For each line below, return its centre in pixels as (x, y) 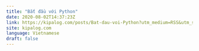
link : (13, 22)
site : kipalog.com (29, 28)
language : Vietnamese (33, 33)
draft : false (22, 39)
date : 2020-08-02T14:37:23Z (41, 17)
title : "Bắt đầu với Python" (42, 11)
